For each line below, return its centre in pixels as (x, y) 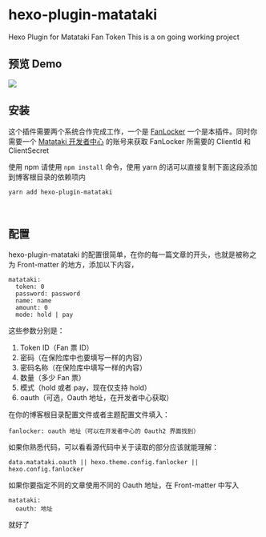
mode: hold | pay (44, 315)
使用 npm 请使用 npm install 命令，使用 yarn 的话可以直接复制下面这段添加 (133, 166)
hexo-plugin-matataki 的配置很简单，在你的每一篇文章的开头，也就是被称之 (133, 254)
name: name (34, 301)
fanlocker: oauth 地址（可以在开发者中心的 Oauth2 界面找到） (104, 431)
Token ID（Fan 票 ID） (56, 348)
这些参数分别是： (36, 331)
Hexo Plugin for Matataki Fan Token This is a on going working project (124, 37)
